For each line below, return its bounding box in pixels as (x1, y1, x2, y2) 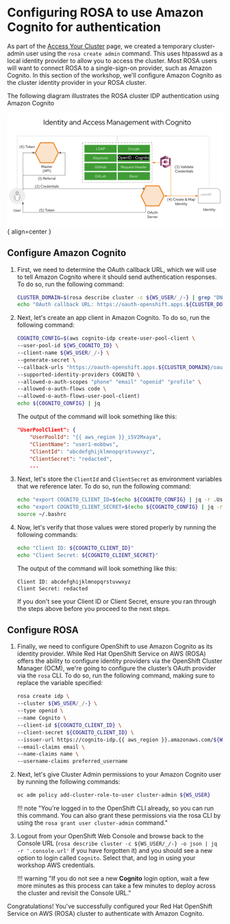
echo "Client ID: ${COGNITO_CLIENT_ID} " (16, 545, 134, 551)
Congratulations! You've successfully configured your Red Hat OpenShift (7, 902, 213, 910)
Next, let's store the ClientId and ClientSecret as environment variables (16, 475, 222, 484)
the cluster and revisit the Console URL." (16, 889, 131, 897)
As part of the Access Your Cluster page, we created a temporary (7, 42, 192, 50)
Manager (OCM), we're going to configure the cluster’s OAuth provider (16, 664, 216, 673)
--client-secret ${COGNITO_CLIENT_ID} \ (16, 729, 134, 736)
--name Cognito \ (16, 714, 67, 722)
